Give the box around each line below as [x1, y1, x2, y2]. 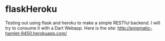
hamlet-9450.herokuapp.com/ [5, 30, 67, 36]
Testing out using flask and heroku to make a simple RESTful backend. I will [5, 20, 161, 26]
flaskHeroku [5, 3, 57, 15]
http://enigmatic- [117, 25, 153, 31]
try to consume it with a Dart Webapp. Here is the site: [5, 25, 117, 31]
